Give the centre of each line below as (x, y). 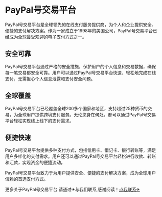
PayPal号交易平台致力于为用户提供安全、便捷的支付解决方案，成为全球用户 (81, 173)
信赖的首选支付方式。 (26, 179)
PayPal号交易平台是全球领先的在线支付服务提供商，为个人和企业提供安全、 (81, 25)
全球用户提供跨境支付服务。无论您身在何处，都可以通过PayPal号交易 (87, 114)
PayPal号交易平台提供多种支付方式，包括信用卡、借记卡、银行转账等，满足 (81, 150)
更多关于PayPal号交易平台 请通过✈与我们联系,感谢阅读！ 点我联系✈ (73, 190)
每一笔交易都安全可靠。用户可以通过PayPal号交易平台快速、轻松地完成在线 (81, 73)
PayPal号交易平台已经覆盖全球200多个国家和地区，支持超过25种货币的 (76, 108)
